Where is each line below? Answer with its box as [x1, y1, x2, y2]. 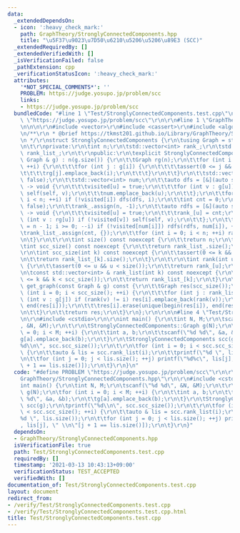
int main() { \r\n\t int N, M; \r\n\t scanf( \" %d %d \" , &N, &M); [20, 382, 206, 389]
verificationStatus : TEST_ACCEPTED [14, 468, 120, 475]
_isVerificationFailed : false [14, 57, 104, 64]
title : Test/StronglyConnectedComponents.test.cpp [7, 514, 161, 522]
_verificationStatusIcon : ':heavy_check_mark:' [14, 70, 159, 77]
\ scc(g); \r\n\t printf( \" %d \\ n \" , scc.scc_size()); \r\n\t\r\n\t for [20, 402, 225, 409]
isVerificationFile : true [14, 442, 91, 449]
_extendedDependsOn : [14, 17, 75, 24]
